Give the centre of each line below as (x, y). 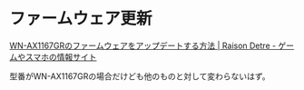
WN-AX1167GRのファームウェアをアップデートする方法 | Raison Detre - (143, 45)
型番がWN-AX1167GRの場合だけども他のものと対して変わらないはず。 (140, 76)
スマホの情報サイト (61, 56)
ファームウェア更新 (81, 19)
